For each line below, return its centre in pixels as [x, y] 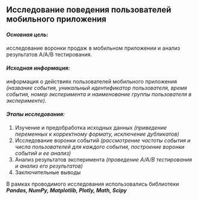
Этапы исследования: [35, 114]
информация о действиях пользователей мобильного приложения [92, 81]
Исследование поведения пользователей [89, 10]
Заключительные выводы [48, 172]
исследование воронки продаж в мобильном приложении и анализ [93, 48]
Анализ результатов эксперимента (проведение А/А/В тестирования [103, 159]
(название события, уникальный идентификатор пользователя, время [97, 88]
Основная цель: [27, 34]
